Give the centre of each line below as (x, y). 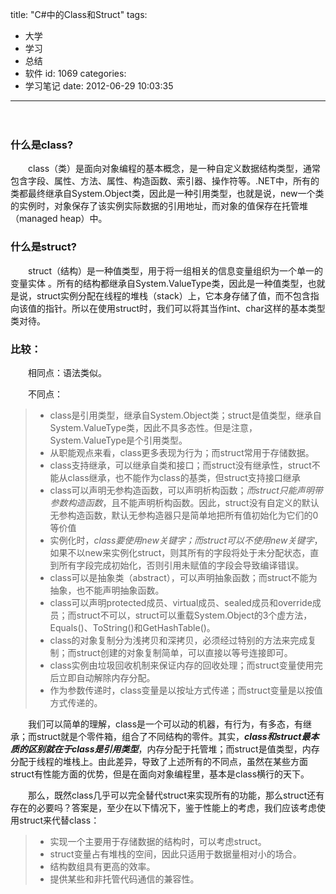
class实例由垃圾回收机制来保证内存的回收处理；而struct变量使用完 (186, 665)
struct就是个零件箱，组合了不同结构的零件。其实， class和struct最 (173, 736)
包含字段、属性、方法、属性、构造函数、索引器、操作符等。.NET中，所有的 (165, 181)
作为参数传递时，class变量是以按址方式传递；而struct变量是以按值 (186, 690)
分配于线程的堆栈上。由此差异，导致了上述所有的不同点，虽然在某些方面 (159, 761)
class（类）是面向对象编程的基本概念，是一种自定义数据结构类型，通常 (174, 169)
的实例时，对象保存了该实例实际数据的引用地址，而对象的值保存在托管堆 (159, 206)
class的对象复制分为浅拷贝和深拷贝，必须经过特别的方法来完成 (178, 640)
